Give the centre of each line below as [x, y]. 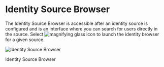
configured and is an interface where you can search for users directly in [81, 28]
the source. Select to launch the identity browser [82, 34]
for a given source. [25, 40]
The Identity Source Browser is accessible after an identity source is [77, 23]
